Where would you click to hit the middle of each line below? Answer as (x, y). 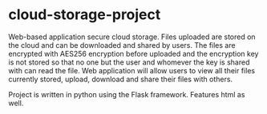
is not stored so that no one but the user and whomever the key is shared (129, 62)
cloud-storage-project (85, 15)
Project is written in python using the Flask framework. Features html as (127, 94)
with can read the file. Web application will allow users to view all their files (131, 70)
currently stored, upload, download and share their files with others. (121, 79)
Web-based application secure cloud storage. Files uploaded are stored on (132, 37)
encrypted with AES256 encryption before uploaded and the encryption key (133, 53)
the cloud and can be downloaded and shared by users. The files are (122, 45)
